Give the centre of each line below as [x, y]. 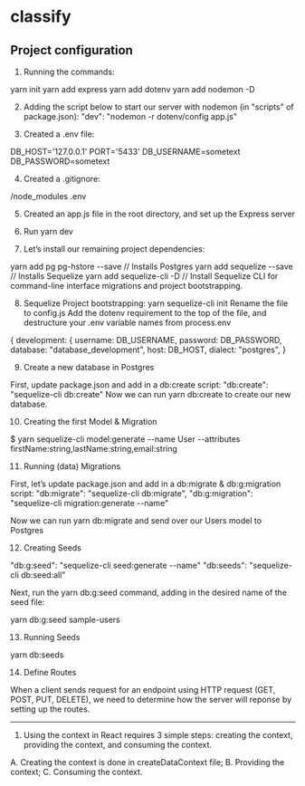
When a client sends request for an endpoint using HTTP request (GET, [143, 690]
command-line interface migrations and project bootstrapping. [127, 286]
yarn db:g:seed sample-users [65, 619]
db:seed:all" [43, 575]
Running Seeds [52, 637]
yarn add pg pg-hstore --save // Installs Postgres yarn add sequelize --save [152, 266]
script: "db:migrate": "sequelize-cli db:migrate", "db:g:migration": [132, 494]
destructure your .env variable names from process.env [127, 322]
